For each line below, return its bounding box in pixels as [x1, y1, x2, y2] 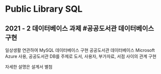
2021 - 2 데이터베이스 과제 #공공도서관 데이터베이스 [5, 24, 154, 32]
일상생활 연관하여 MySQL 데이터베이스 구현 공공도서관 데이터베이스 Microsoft [5, 48, 155, 53]
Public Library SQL [5, 3, 83, 15]
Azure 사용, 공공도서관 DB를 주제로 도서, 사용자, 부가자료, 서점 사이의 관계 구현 [5, 53, 157, 59]
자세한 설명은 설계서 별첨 [5, 64, 53, 70]
